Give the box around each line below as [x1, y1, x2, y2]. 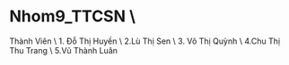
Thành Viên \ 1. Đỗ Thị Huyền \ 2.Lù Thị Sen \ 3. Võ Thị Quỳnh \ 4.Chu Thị [9, 36, 281, 46]
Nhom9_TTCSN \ [9, 6, 136, 27]
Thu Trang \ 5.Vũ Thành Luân [9, 45, 118, 55]
